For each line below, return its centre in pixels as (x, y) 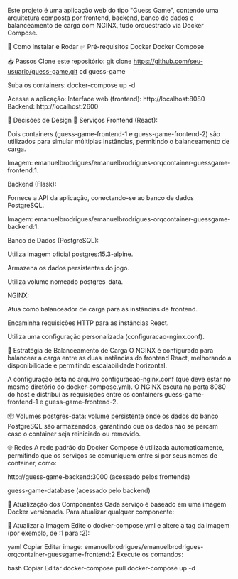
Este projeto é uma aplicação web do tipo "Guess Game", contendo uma (113, 10)
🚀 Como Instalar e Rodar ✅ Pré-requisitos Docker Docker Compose (106, 46)
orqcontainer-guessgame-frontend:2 (61, 554)
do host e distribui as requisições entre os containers (85, 394)
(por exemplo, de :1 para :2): (49, 533)
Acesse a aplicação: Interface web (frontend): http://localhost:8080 (106, 99)
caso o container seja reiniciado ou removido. (74, 434)
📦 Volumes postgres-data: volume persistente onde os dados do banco (113, 416)
